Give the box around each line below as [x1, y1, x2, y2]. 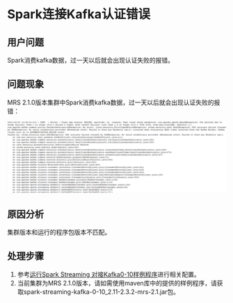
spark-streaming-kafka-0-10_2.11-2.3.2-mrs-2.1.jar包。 [23, 287, 179, 296]
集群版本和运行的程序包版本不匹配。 [7, 228, 111, 237]
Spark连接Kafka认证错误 [7, 6, 151, 22]
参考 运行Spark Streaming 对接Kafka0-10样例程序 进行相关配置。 [17, 270, 200, 279]
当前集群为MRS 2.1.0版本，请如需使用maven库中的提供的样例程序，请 [17, 279, 217, 287]
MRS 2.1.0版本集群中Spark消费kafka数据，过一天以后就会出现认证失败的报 [7, 98, 220, 107]
